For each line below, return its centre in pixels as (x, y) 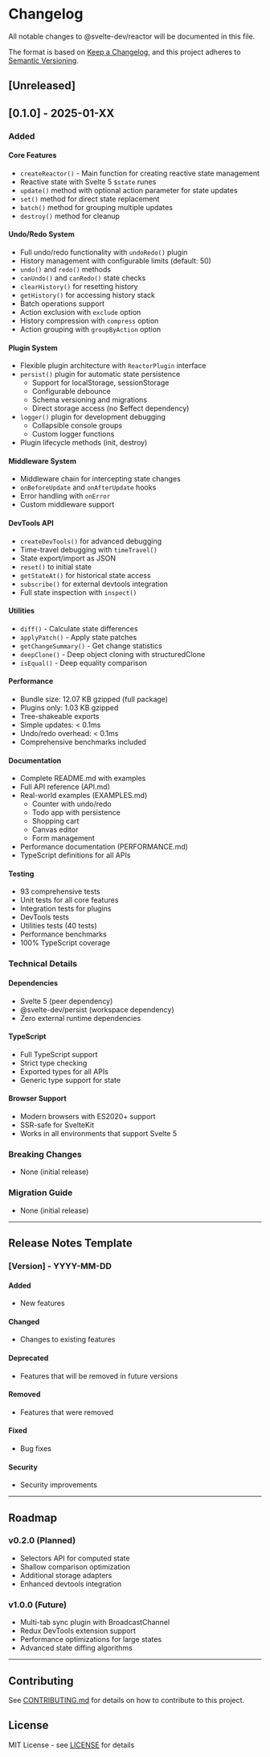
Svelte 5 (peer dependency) (66, 1001)
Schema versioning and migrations (89, 400)
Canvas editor (55, 829)
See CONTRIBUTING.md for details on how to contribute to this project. (127, 1700)
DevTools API (31, 523)
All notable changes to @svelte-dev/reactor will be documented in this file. (132, 36)
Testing (21, 874)
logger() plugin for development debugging (93, 417)
